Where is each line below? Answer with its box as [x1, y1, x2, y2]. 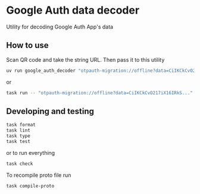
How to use [6, 40, 49, 50]
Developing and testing [6, 106, 94, 116]
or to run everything [6, 149, 55, 156]
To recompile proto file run [6, 171, 71, 179]
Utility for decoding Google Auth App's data [6, 23, 114, 30]
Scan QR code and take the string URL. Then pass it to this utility [6, 56, 165, 63]
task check [6, 161, 33, 167]
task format [6, 122, 36, 128]
